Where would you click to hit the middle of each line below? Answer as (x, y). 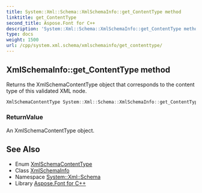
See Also (23, 149)
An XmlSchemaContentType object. (50, 130)
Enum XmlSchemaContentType (54, 164)
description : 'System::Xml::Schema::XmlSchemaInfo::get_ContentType (94, 29)
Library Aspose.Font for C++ (50, 183)
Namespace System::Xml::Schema (58, 177)
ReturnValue (25, 117)
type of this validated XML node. (47, 90)
